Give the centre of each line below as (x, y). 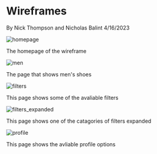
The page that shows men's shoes (49, 74)
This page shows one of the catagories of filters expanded (79, 121)
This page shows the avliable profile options (61, 144)
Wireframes (37, 11)
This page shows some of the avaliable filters (62, 97)
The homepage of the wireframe (47, 51)
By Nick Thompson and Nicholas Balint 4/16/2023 (68, 28)
